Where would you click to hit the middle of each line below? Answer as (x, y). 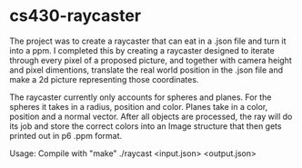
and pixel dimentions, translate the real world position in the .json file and (146, 70)
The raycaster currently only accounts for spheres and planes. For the (141, 97)
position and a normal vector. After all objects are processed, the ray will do (151, 116)
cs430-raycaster (75, 16)
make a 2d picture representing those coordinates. (104, 79)
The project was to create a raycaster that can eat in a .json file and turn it (148, 41)
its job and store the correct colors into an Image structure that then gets (146, 126)
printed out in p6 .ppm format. (66, 135)
